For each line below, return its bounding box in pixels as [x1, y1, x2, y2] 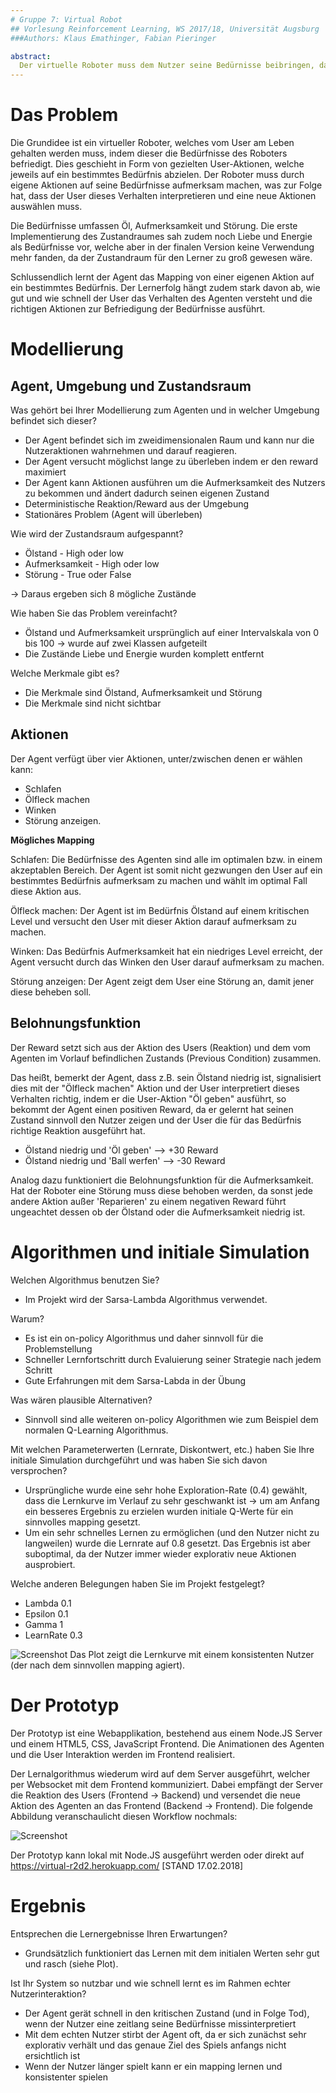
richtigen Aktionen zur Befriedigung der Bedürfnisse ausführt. [10, 303, 266, 315]
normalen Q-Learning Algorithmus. [24, 1424, 169, 1436]
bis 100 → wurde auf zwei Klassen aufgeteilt [24, 637, 208, 650]
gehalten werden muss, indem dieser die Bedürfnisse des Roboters [10, 147, 288, 160]
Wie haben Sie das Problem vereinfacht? [10, 607, 178, 620]
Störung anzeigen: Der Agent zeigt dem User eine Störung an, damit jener [10, 975, 315, 987]
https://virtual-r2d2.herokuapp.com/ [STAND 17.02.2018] [10, 1859, 244, 1871]
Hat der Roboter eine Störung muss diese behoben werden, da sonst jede [10, 1184, 314, 1196]
